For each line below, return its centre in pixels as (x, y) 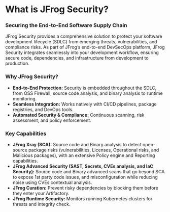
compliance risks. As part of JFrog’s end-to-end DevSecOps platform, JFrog (85, 47)
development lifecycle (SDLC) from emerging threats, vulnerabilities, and (81, 42)
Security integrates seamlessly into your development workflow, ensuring (82, 52)
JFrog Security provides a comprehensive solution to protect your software (84, 36)
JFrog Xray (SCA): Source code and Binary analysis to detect (77, 145)
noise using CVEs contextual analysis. (52, 182)
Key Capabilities (26, 134)
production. (17, 63)
